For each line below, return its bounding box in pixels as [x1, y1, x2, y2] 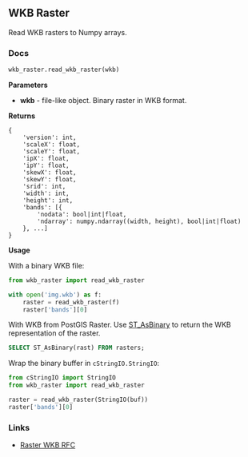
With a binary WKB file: [8, 260, 85, 270]
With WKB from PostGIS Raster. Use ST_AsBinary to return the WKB [8, 320, 231, 330]
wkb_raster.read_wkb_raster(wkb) [8, 66, 120, 74]
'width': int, [22, 189, 70, 197]
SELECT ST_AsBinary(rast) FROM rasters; [8, 344, 146, 352]
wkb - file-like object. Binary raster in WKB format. [19, 95, 187, 105]
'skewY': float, [22, 175, 78, 183]
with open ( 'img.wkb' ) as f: [8, 291, 102, 299]
